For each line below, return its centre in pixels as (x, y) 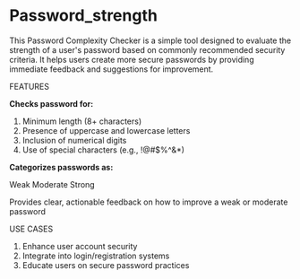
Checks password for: (51, 103)
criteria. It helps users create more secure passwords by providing (132, 59)
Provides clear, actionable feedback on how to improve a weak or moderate (149, 202)
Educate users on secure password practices (106, 265)
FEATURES (30, 86)
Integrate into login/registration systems (96, 256)
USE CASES (31, 229)
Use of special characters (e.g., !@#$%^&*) (103, 150)
